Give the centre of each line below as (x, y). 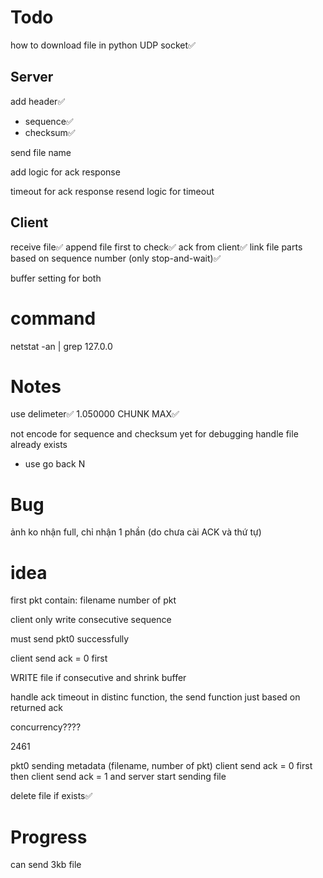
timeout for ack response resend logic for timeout (112, 191)
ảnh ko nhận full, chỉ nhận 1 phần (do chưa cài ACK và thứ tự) (136, 532)
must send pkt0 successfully (70, 639)
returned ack (37, 708)
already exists (39, 445)
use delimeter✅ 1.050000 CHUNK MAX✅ (95, 414)
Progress (49, 837)
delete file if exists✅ (51, 796)
